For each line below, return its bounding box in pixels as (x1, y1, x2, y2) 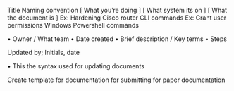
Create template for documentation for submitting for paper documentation (7, 75, 226, 84)
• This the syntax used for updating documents (7, 62, 144, 70)
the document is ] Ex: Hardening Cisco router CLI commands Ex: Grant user (7, 13, 227, 22)
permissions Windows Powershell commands (7, 21, 140, 29)
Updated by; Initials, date (7, 49, 80, 56)
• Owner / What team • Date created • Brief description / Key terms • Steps (7, 35, 228, 43)
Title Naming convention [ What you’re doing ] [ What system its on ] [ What (7, 6, 228, 14)
